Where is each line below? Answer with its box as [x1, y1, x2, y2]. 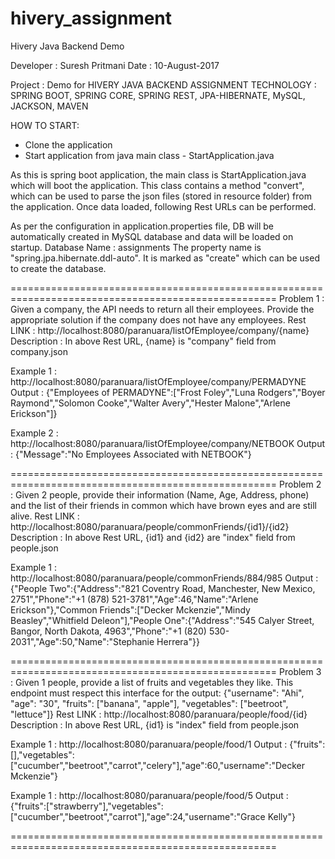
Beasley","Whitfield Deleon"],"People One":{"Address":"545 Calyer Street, [10, 614, 315, 626]
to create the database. [10, 262, 107, 274]
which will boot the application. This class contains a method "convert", [10, 179, 305, 191]
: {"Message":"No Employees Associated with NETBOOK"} [10, 448, 252, 460]
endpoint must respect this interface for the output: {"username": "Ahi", [10, 687, 305, 699]
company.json [10, 345, 69, 357]
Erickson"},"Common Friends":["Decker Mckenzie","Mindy [10, 603, 251, 616]
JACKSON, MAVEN [10, 100, 89, 112]
